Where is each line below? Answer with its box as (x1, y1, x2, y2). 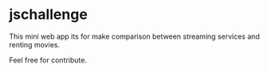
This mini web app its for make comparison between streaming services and (9, 32, 260, 41)
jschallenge (9, 6, 89, 24)
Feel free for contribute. (9, 55, 87, 65)
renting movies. (9, 39, 61, 49)
